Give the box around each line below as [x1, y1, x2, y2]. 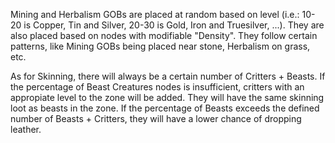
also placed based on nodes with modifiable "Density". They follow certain [10, 30, 318, 41]
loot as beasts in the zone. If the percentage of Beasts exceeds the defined [10, 102, 320, 114]
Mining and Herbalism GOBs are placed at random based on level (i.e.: [10, 9, 300, 20]
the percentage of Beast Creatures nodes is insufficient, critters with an [10, 81, 305, 93]
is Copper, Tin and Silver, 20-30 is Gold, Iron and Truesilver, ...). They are [23, 19, 325, 31]
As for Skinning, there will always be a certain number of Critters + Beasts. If [10, 70, 326, 82]
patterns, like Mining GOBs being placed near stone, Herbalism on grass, [10, 40, 311, 52]
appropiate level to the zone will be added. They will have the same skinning [10, 92, 325, 103]
